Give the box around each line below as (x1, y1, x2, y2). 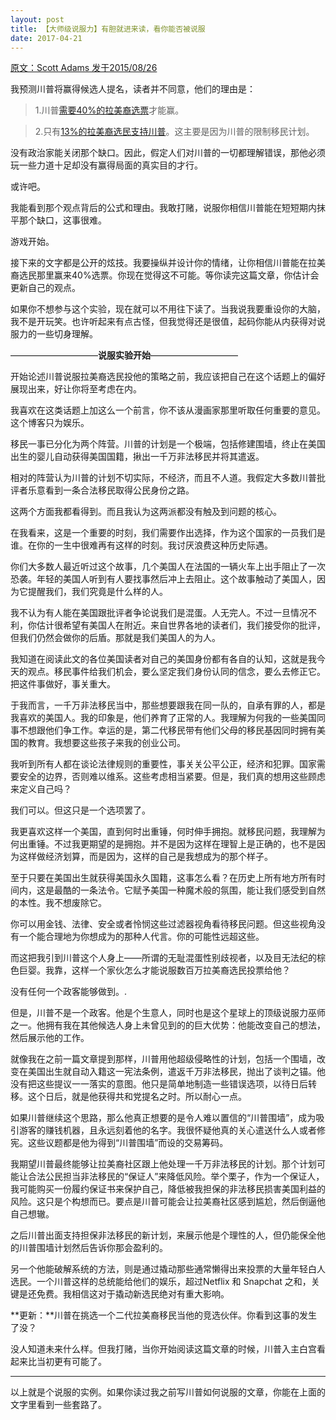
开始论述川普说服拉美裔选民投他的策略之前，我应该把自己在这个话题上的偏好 (10, 371, 326, 383)
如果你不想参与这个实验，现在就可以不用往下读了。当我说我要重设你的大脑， (10, 303, 326, 315)
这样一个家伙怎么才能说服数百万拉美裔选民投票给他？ (71, 964, 291, 976)
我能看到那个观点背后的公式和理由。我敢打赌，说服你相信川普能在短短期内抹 (10, 202, 326, 214)
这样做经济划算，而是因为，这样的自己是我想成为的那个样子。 (18, 851, 273, 863)
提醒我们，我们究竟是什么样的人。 (27, 586, 168, 598)
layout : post (10, 14, 65, 25)
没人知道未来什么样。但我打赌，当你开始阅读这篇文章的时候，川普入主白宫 (10, 1343, 317, 1355)
